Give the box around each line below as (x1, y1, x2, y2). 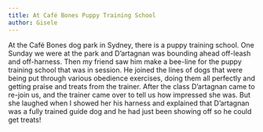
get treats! (8, 115, 42, 124)
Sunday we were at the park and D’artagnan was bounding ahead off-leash (8, 48, 251, 58)
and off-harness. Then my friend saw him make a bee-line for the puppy (8, 56, 242, 66)
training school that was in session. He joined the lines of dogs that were (8, 65, 243, 74)
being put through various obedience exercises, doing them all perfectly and (8, 73, 256, 83)
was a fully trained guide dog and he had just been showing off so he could (8, 106, 252, 116)
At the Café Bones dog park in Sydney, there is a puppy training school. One (8, 40, 255, 49)
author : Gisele (8, 19, 58, 27)
